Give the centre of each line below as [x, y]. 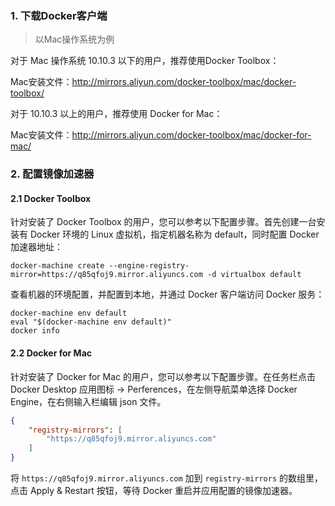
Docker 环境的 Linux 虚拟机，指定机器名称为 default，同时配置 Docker [174, 234]
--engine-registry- [149, 266]
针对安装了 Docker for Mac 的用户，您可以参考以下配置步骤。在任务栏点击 [163, 376]
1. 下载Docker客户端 [59, 15]
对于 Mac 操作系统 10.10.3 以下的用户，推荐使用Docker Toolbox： [145, 61]
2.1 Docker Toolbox [51, 198]
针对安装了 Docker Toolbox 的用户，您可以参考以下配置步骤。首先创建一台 [163, 222]
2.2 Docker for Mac [51, 353]
